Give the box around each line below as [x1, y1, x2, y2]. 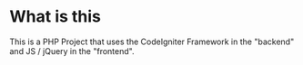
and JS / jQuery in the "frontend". [9, 45, 135, 56]
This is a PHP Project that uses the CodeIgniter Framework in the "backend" [9, 36, 295, 47]
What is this [9, 6, 102, 27]
